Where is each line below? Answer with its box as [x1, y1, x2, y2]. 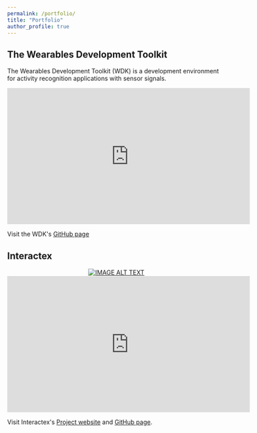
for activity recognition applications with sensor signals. [7, 74, 167, 83]
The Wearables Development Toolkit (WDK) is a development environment [7, 67, 220, 75]
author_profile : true [7, 23, 70, 30]
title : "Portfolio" [7, 17, 64, 24]
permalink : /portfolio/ [7, 10, 76, 17]
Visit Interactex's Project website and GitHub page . [7, 418, 152, 426]
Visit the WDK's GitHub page [7, 230, 90, 239]
